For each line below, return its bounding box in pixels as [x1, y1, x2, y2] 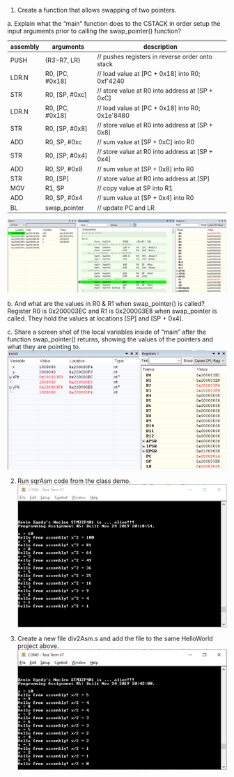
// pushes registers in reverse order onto [97, 52, 212, 61]
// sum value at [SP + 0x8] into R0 [97, 164, 194, 173]
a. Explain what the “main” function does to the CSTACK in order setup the [7, 20, 221, 27]
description [143, 42, 178, 51]
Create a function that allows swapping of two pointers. [17, 6, 177, 14]
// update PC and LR [97, 203, 155, 212]
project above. [17, 642, 59, 650]
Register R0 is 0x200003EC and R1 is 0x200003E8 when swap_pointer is [7, 307, 217, 315]
